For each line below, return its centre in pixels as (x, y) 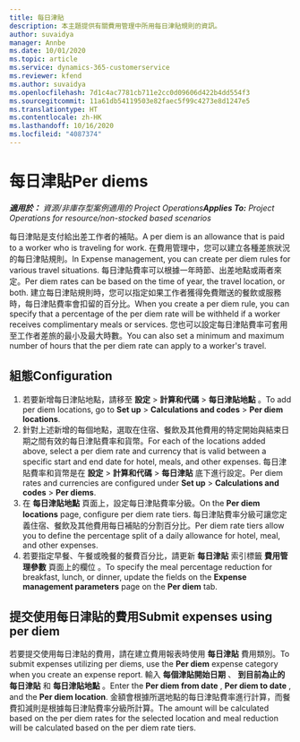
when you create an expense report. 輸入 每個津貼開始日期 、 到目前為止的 (147, 675)
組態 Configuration (61, 376)
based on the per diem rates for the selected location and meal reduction (144, 719)
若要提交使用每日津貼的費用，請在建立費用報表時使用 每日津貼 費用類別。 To (150, 654)
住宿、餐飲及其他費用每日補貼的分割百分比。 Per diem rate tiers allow (157, 525)
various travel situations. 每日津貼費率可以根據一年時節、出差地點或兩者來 (146, 270)
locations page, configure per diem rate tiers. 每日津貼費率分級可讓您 (150, 514)
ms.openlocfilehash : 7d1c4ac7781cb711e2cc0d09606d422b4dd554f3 (130, 92)
